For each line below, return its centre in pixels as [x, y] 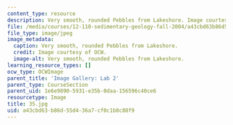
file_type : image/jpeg [40, 33]
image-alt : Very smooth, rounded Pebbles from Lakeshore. [99, 59]
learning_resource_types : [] [49, 65]
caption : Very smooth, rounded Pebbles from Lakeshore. [96, 46]
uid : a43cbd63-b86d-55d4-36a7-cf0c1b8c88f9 [71, 110]
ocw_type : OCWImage [35, 72]
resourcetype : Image [37, 98]
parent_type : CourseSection [48, 85]
